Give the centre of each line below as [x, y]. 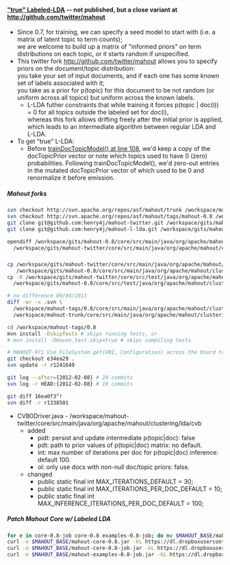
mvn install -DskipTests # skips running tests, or [82, 334]
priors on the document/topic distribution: [76, 69]
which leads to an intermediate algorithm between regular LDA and [122, 127]
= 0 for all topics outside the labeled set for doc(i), [98, 112]
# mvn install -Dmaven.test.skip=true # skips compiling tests [99, 340]
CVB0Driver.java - [42, 416]
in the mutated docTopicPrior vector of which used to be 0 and [115, 171]
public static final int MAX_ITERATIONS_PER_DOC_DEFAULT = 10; [130, 489]
